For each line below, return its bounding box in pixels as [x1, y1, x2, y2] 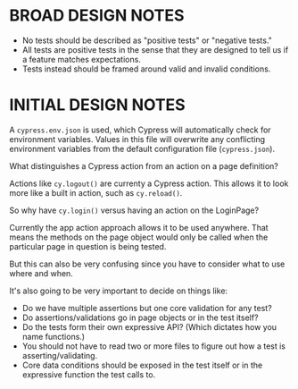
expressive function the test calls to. [21, 368, 156, 380]
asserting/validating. [21, 350, 98, 360]
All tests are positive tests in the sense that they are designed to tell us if [21, 44, 289, 55]
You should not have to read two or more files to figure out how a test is [21, 341, 286, 351]
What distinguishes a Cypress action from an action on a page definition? [9, 160, 279, 171]
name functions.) [21, 331, 86, 342]
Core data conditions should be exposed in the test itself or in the [21, 359, 263, 370]
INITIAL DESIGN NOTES [9, 95, 186, 115]
